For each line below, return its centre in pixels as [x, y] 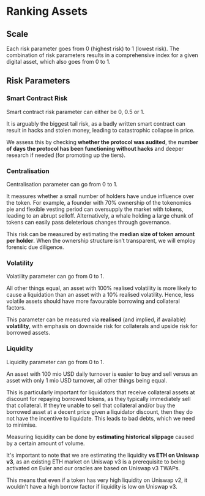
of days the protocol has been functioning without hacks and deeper [95, 148]
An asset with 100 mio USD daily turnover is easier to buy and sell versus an [102, 374]
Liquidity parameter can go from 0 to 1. [55, 362]
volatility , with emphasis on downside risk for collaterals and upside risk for [102, 326]
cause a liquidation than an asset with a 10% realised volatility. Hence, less [100, 295]
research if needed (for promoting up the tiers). [66, 155]
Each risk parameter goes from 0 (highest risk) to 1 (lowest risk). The [93, 48]
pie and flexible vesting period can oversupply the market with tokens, [95, 209]
